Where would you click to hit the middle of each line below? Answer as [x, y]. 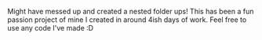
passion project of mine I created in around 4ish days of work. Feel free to [127, 20]
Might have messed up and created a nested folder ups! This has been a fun [131, 11]
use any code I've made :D [51, 28]
